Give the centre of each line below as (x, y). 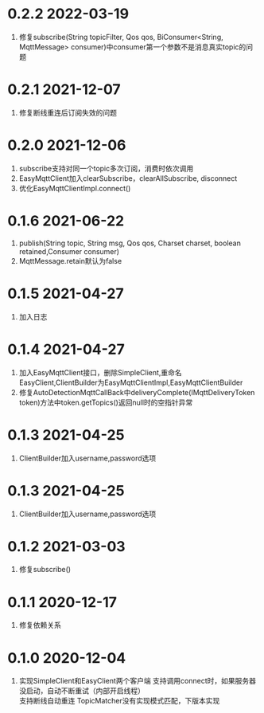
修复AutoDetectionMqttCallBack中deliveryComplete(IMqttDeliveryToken (137, 392)
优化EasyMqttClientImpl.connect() (75, 188)
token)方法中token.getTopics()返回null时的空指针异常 (106, 402)
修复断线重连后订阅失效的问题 (68, 112)
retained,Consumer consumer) (69, 251)
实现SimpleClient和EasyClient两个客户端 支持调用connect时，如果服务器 (137, 681)
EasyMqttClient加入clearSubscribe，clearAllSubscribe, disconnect (128, 178)
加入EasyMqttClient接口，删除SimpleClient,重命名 (100, 372)
